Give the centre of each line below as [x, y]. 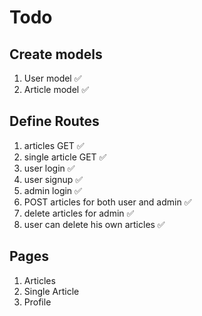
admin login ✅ [52, 190]
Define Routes [54, 121]
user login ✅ [49, 168]
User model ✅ [52, 78]
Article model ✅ [56, 89]
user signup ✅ [53, 179]
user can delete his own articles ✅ [94, 224]
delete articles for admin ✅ [79, 213]
